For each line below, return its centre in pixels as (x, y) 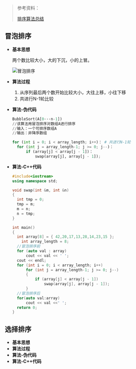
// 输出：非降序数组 (30, 133)
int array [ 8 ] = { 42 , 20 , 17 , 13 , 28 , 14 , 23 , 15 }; (66, 237)
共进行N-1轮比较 (37, 99)
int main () (24, 227)
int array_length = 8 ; (45, 242)
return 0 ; (27, 307)
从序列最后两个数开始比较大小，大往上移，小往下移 (73, 92)
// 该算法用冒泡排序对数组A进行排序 (44, 124)
